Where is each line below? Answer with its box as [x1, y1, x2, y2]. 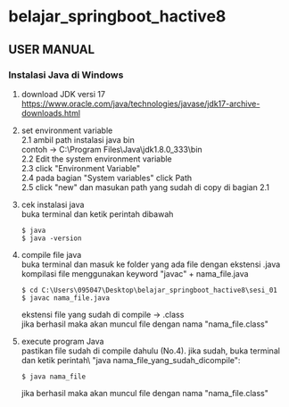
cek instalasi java [21, 199, 85, 210]
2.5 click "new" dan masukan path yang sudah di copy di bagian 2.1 [21, 181, 269, 193]
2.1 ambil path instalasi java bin [21, 134, 135, 145]
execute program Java [21, 336, 104, 346]
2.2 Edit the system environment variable [21, 154, 173, 164]
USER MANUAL [8, 42, 95, 57]
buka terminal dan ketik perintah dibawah [21, 208, 174, 220]
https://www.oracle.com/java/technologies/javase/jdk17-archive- [21, 98, 260, 109]
